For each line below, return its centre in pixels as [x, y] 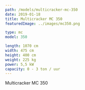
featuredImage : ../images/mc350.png [42, 23]
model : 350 [16, 37]
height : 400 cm [21, 55]
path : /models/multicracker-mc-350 [42, 10]
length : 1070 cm [22, 46]
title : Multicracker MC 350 [34, 19]
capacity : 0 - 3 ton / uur [33, 69]
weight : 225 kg [21, 60]
